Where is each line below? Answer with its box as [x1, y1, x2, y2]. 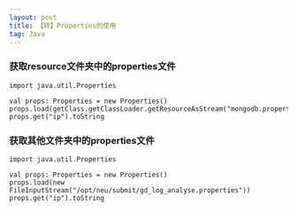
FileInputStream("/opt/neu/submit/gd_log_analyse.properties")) [9, 185, 251, 195]
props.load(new [9, 178, 65, 187]
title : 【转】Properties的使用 [9, 21, 117, 30]
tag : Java [9, 29, 46, 38]
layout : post [9, 12, 57, 22]
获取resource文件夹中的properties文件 [9, 60, 177, 73]
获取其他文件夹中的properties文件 [9, 134, 155, 146]
